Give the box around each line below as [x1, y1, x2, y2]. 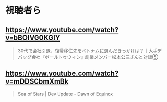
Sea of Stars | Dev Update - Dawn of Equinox [17, 91, 113, 97]
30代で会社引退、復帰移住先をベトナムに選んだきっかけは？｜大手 [17, 48, 158, 54]
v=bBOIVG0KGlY [5, 33, 60, 42]
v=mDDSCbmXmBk [5, 77, 69, 86]
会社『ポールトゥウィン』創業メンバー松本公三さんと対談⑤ [31, 54, 159, 60]
